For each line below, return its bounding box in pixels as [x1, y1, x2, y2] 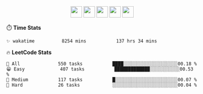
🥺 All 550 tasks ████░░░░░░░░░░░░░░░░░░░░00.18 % [6, 61, 198, 67]
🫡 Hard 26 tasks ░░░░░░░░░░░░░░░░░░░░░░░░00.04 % [6, 82, 198, 88]
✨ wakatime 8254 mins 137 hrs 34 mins [6, 38, 157, 44]
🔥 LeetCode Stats [6, 49, 52, 56]
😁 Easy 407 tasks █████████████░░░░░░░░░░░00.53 [6, 66, 194, 72]
